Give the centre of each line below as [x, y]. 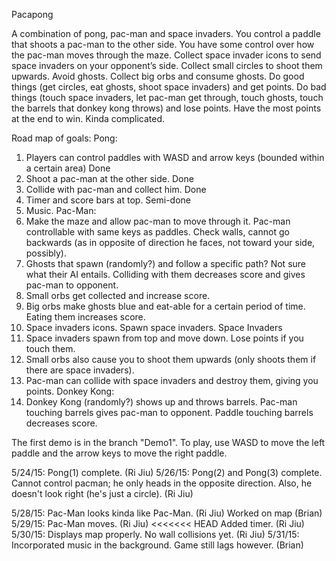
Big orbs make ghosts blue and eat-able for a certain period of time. [165, 306]
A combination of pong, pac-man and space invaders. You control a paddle [166, 33]
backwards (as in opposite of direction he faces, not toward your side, [170, 242]
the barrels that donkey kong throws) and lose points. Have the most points [166, 108]
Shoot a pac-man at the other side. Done [109, 178]
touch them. [50, 348]
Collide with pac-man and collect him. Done [116, 189]
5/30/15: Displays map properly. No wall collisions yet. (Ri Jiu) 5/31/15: [155, 534]
